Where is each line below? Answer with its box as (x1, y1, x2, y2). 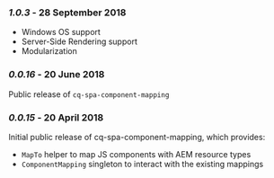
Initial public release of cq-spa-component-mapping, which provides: (8, 131, 266, 142)
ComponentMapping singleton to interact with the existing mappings (21, 158, 264, 169)
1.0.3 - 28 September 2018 (8, 6, 127, 19)
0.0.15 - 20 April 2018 (8, 111, 104, 123)
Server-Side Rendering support (21, 36, 138, 47)
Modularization (21, 46, 77, 57)
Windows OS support (21, 27, 101, 38)
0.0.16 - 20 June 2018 (8, 68, 105, 81)
